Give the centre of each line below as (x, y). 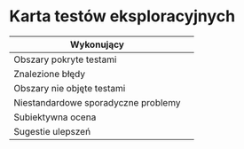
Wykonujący (97, 44)
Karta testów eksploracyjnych (122, 16)
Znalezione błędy (50, 74)
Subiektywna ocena (55, 117)
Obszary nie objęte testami (70, 88)
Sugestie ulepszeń (52, 131)
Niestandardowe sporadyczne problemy (97, 102)
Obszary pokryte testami (65, 59)
